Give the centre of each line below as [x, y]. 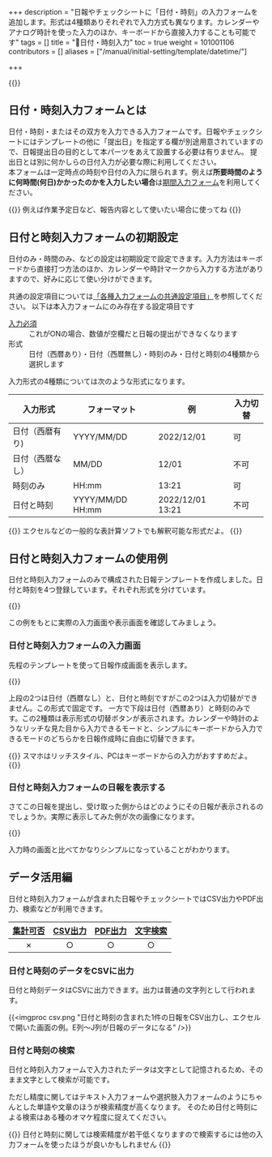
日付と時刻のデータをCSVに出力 [71, 971]
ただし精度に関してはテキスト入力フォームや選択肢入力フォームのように [129, 1097]
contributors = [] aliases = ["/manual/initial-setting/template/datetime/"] [128, 51]
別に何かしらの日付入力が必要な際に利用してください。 [128, 161]
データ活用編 [40, 878]
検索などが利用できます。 [65, 908]
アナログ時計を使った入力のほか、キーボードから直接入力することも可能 [129, 32]
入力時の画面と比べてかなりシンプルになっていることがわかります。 [121, 850]
